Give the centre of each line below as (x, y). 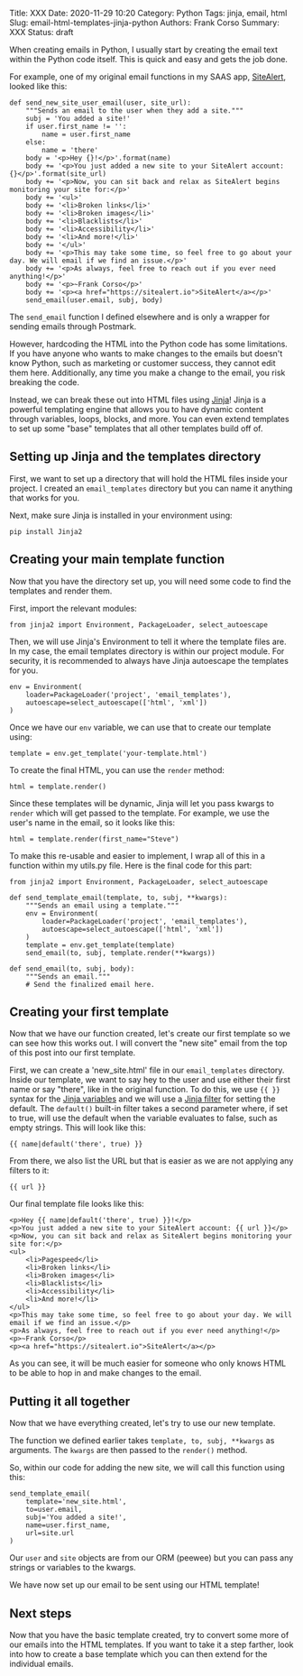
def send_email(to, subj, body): (72, 969)
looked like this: (38, 86)
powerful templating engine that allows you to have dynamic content (137, 409)
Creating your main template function (117, 560)
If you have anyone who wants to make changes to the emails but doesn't (146, 354)
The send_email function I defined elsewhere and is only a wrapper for (140, 317)
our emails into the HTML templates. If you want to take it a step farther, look (151, 1644)
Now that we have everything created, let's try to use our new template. (142, 1423)
